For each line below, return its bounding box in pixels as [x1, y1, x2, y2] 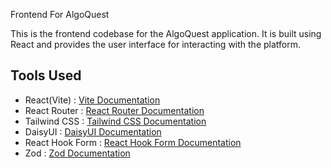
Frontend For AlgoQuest [10, 9, 110, 20]
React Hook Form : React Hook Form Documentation [24, 136, 242, 148]
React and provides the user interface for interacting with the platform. [10, 39, 302, 50]
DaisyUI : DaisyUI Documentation [24, 125, 162, 138]
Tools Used [10, 67, 82, 84]
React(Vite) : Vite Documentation [24, 94, 161, 106]
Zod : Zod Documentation [24, 147, 131, 159]
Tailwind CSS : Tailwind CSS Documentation [24, 115, 207, 127]
